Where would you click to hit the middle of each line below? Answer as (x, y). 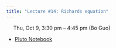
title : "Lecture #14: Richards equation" (57, 11)
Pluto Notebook (33, 39)
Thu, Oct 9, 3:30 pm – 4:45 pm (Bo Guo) (62, 28)
